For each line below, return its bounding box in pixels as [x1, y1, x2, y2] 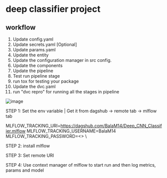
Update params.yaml [12, 47, 56, 52]
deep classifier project [5, 3, 101, 15]
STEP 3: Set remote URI [5, 152, 54, 158]
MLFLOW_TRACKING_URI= [5, 123, 61, 129]
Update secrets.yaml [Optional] [12, 42, 78, 47]
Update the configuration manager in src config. [12, 57, 112, 63]
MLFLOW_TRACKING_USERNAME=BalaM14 [26, 128, 116, 134]
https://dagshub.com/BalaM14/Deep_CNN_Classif [60, 123, 162, 129]
